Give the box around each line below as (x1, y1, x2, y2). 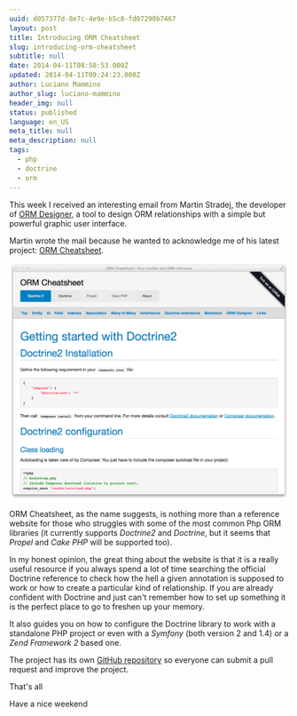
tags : (9, 146, 29, 155)
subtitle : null (9, 52, 66, 61)
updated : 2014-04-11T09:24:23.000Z (9, 71, 141, 80)
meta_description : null (9, 136, 98, 146)
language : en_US (9, 117, 69, 126)
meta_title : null (9, 127, 74, 136)
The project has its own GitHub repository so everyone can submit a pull (9, 655, 273, 665)
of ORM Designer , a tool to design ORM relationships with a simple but (9, 209, 266, 219)
